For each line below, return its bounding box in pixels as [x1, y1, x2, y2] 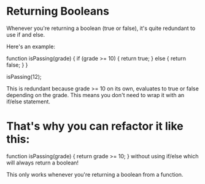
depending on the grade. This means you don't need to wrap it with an [6, 91, 185, 98]
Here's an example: [6, 43, 55, 50]
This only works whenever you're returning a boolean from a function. [6, 171, 184, 178]
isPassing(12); [6, 73, 42, 80]
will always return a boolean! [6, 159, 79, 166]
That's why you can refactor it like [6, 119, 184, 133]
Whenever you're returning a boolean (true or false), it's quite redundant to [6, 24, 196, 32]
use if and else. [6, 31, 45, 38]
